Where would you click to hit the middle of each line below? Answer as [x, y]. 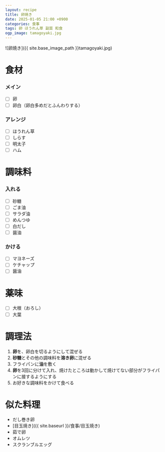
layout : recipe [21, 10]
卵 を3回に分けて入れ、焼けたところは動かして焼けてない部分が [77, 370]
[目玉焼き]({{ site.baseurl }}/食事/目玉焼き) [56, 426]
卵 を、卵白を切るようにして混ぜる [47, 351]
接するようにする [39, 376]
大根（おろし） [28, 308]
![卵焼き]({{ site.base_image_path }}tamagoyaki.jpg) [59, 48]
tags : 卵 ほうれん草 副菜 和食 [34, 29]
